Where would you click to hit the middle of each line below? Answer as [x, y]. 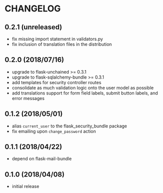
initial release [25, 187]
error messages [28, 98]
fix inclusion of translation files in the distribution [62, 44]
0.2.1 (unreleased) [33, 27]
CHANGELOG [33, 9]
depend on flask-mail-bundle [42, 159]
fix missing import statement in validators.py [57, 39]
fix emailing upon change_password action [54, 131]
